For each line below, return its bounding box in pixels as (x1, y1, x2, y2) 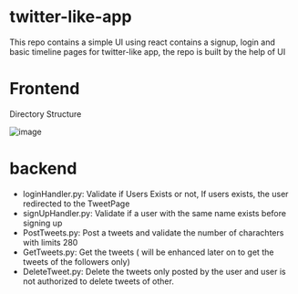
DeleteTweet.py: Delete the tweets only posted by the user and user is (22, 266, 286, 277)
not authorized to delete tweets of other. (22, 276, 175, 287)
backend (9, 158, 77, 179)
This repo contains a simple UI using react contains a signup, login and (9, 37, 275, 47)
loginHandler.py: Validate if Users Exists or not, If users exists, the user (22, 188, 289, 199)
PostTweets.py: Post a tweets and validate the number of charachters (22, 226, 284, 238)
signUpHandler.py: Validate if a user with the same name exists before (22, 207, 287, 218)
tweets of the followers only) (22, 256, 130, 267)
